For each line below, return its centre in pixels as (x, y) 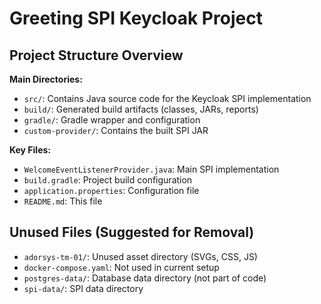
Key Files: (30, 150)
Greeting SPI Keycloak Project (136, 18)
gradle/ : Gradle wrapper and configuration (112, 120)
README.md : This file (63, 201)
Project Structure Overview (96, 55)
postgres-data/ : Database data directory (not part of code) (145, 278)
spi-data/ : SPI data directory (83, 288)
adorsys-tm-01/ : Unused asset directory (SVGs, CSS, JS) (140, 256)
